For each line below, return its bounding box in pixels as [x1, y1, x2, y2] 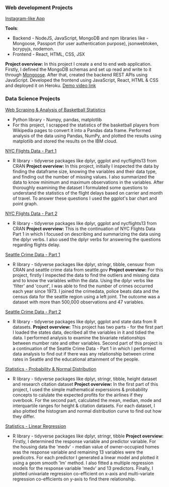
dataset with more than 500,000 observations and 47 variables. [12, 299, 144, 305]
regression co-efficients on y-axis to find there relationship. [12, 476, 136, 482]
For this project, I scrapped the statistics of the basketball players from [12, 122, 159, 128]
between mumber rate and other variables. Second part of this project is [12, 340, 162, 346]
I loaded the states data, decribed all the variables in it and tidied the [12, 329, 155, 335]
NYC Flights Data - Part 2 [5, 210, 58, 216]
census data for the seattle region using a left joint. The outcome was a [12, 293, 160, 299]
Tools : [5, 25, 19, 31]
